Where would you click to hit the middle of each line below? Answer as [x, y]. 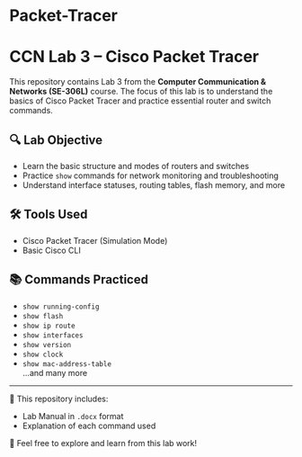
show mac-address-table [67, 364]
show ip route [49, 326]
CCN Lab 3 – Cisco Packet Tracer [134, 57]
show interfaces [53, 335]
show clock [43, 354]
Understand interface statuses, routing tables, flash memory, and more [154, 184]
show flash [43, 316]
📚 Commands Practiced [79, 280]
